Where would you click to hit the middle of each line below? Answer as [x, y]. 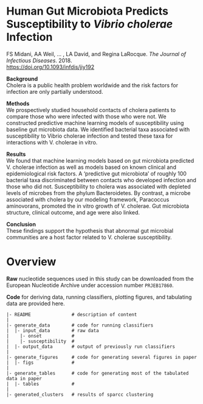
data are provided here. [36, 303]
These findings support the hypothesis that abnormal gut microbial [90, 230]
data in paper [24, 378]
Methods [18, 103]
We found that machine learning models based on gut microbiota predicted [100, 160]
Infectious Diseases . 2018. [39, 60]
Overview [31, 262]
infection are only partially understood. [55, 91]
